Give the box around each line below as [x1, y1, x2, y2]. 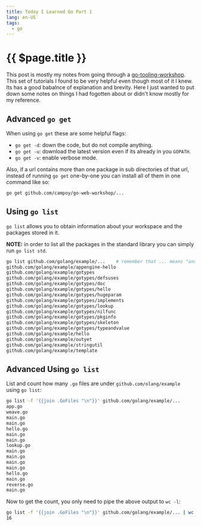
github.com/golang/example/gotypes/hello [6, 286, 111, 292]
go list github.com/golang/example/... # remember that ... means [6, 258, 184, 264]
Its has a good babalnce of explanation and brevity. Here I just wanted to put [6, 84, 194, 91]
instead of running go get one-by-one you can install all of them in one [6, 172, 181, 179]
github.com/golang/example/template [6, 347, 98, 353]
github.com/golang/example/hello [6, 331, 90, 337]
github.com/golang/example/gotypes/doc [6, 281, 106, 287]
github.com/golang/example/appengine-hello [6, 264, 117, 270]
